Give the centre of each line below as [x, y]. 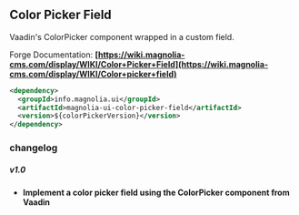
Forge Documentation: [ [54, 55]
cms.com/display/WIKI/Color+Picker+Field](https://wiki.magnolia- [139, 64]
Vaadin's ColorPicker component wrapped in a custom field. [122, 36]
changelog [34, 148]
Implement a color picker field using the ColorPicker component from [156, 193]
